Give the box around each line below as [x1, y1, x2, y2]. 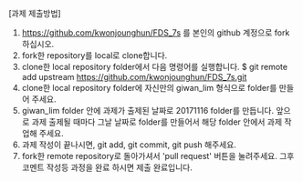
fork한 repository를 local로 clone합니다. [21, 50, 168, 61]
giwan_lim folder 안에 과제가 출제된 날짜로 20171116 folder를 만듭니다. [21, 106, 275, 116]
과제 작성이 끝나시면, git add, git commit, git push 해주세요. [21, 139, 236, 150]
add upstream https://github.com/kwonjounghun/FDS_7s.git [21, 72, 247, 82]
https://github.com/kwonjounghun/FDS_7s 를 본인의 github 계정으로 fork [21, 27, 290, 38]
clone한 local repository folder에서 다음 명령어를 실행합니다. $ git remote [21, 62, 288, 72]
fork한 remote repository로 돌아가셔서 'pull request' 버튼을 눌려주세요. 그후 [21, 151, 295, 161]
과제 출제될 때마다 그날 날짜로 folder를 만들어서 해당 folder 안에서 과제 [31, 116, 283, 127]
